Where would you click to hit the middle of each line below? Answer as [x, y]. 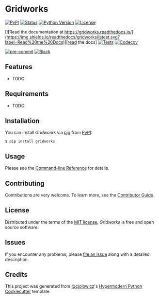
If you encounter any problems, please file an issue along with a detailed [77, 254]
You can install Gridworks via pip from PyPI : [49, 133]
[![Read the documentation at [34, 32]
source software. [22, 227]
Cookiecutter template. [28, 291]
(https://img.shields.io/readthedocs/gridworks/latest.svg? [63, 37]
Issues [15, 242]
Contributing [25, 183]
